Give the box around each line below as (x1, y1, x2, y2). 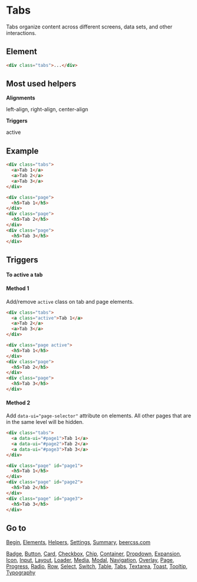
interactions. (6, 29, 37, 36)
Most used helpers (6, 79, 77, 89)
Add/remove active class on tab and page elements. (6, 298, 134, 305)
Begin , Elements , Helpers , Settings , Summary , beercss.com (6, 539, 151, 546)
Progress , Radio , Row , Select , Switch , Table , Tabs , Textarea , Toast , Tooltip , (6, 563, 188, 570)
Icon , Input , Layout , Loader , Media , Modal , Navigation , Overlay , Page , (6, 557, 175, 564)
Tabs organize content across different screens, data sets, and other (6, 23, 173, 30)
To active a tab (6, 271, 43, 278)
